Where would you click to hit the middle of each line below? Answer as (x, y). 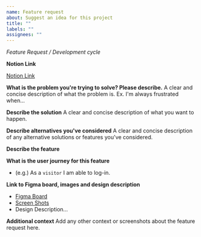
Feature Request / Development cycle (53, 52)
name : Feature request (35, 12)
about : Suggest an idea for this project (60, 18)
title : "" (19, 23)
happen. (17, 119)
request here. (23, 228)
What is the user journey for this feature (58, 161)
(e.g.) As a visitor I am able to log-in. (63, 173)
